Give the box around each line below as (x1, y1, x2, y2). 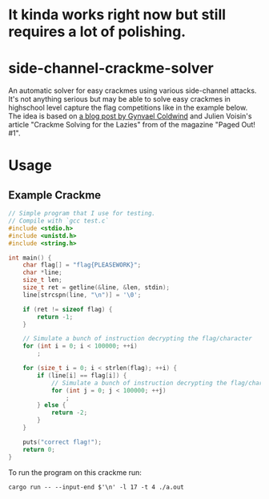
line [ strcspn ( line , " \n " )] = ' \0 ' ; (22, 291, 142, 299)
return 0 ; (22, 445, 56, 453)
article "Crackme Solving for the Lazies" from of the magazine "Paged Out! (8, 120, 256, 130)
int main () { (8, 254, 52, 262)
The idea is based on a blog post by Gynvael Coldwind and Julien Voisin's (8, 111, 252, 121)
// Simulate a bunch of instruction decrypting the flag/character (22, 335, 252, 343)
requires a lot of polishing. (8, 22, 187, 41)
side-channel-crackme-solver (8, 59, 214, 78)
